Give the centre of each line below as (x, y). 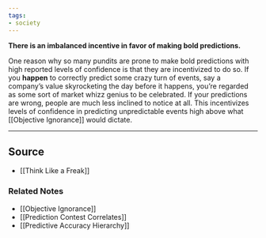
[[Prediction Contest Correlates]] (73, 217)
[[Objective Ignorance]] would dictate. (70, 119)
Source (27, 151)
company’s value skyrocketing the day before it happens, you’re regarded (129, 86)
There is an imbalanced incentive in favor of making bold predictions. (125, 45)
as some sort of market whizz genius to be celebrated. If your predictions (128, 94)
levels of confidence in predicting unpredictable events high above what (126, 111)
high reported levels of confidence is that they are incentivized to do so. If (129, 69)
